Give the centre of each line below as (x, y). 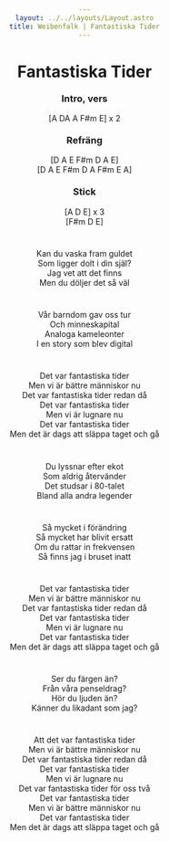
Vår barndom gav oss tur (84, 315)
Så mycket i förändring (84, 527)
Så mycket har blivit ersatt (84, 537)
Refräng (84, 141)
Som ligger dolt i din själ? (84, 263)
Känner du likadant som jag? (84, 708)
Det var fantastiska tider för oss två (84, 789)
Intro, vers (84, 99)
